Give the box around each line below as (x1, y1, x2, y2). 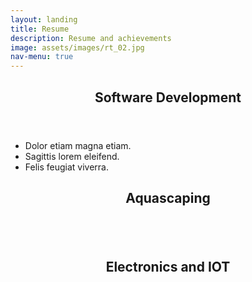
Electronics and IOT (105, 259, 231, 276)
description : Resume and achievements (10, 33, 172, 43)
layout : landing (10, 14, 78, 25)
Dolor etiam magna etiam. (24, 139, 132, 151)
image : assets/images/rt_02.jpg (10, 42, 145, 53)
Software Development (94, 89, 242, 106)
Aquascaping (125, 189, 211, 206)
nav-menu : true (10, 52, 74, 62)
